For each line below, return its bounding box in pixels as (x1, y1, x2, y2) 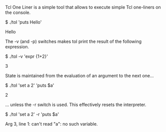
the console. (5, 9, 31, 15)
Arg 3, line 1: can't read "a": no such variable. (5, 121, 98, 127)
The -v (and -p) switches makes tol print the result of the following (5, 38, 142, 44)
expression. (5, 44, 29, 49)
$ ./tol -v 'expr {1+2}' (5, 53, 48, 59)
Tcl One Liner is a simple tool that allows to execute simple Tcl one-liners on (5, 4, 161, 10)
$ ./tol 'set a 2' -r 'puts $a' (5, 112, 59, 117)
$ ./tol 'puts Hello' (5, 19, 42, 25)
